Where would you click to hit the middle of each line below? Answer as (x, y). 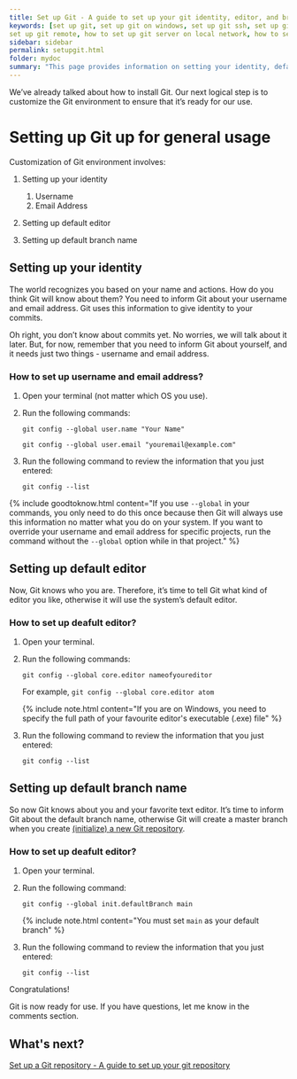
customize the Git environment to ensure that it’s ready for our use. (131, 101)
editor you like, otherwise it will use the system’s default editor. (123, 599)
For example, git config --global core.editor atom (118, 692)
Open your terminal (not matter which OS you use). (114, 395)
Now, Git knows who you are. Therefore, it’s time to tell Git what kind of (138, 590)
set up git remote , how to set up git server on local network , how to (144, 34)
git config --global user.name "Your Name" (103, 429)
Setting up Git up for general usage (140, 137)
